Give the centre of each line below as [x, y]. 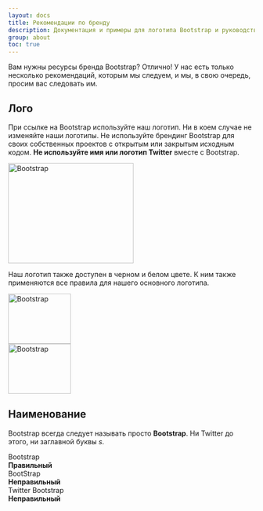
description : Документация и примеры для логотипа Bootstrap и [113, 30]
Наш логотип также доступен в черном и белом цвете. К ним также [122, 274]
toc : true [24, 45]
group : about [29, 37]
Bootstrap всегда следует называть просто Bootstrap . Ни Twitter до [121, 433]
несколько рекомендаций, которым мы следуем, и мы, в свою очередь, [130, 75]
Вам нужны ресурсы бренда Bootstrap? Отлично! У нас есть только [121, 67]
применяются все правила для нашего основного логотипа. [109, 283]
